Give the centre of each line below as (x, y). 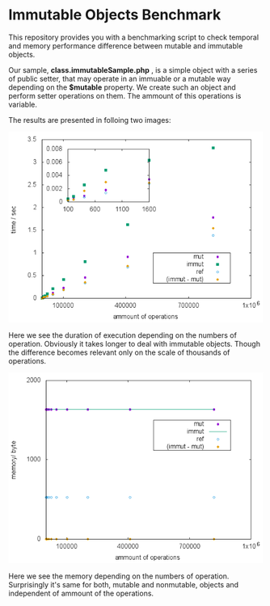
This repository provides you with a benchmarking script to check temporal (134, 37)
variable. (23, 104)
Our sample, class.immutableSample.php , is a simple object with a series (133, 69)
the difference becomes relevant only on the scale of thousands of (119, 352)
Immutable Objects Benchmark (115, 15)
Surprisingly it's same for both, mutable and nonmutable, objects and (124, 584)
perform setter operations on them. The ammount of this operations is (125, 95)
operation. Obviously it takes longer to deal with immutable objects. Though (135, 343)
